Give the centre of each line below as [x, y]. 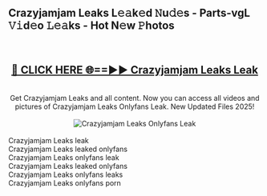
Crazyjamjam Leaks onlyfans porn [65, 182]
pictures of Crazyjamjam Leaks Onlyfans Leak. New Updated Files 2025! [135, 106]
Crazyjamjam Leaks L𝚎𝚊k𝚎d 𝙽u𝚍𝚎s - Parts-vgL [129, 13]
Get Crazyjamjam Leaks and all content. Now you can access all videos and [135, 98]
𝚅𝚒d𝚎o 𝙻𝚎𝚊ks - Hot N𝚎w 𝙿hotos [91, 26]
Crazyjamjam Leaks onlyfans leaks [66, 174]
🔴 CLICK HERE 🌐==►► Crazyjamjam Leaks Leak [135, 70]
